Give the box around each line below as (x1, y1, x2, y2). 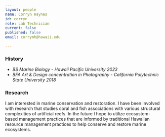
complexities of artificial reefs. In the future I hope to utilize (5, 111, 125, 117)
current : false (5, 26, 37, 31)
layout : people (5, 7, 37, 12)
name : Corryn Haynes (5, 12, 48, 17)
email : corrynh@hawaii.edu (5, 35, 61, 40)
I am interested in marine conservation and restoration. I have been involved (5, 101, 160, 106)
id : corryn (5, 16, 28, 21)
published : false (5, 30, 41, 35)
